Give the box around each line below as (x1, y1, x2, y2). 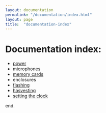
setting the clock (12, 93, 48, 99)
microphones (12, 66, 41, 72)
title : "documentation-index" (5, 21, 72, 27)
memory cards (12, 71, 44, 77)
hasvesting (12, 88, 36, 94)
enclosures (12, 77, 37, 83)
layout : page (5, 17, 33, 22)
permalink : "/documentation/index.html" (5, 12, 93, 17)
